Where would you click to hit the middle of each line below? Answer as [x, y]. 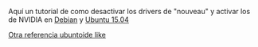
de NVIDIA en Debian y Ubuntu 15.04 [69, 20]
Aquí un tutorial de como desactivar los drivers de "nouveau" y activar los [129, 11]
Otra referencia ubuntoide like [57, 35]
